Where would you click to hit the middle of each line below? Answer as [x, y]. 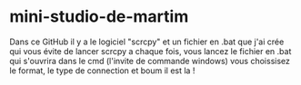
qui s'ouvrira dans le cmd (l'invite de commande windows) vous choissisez [150, 61]
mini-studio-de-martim [99, 17]
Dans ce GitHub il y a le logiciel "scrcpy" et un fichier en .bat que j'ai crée [147, 42]
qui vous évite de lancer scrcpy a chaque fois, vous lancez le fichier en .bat [150, 51]
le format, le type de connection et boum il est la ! [102, 71]
